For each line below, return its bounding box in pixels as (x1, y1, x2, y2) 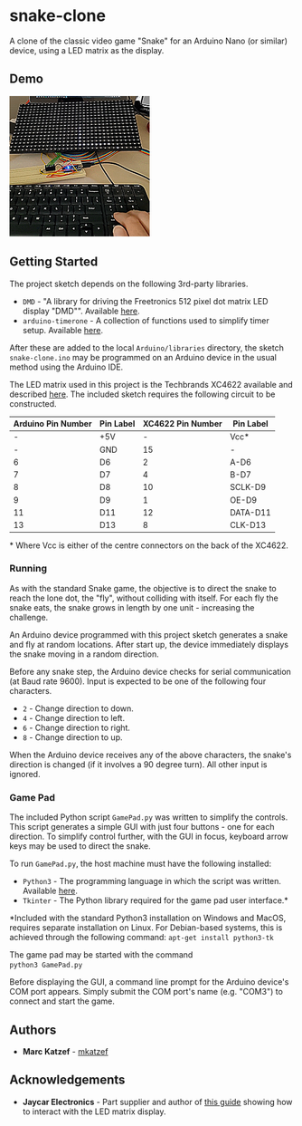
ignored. (9, 768, 41, 779)
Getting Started (9, 255, 99, 270)
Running (9, 563, 48, 575)
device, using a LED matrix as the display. (9, 44, 165, 55)
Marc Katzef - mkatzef (22, 1045, 109, 1056)
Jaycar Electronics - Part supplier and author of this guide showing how (22, 1096, 293, 1107)
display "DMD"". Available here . (22, 305, 140, 316)
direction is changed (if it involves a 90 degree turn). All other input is (9, 758, 269, 770)
